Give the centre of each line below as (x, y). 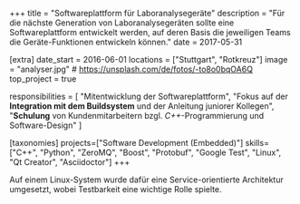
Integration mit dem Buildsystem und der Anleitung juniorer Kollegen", (142, 106)
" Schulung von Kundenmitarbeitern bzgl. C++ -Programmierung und (137, 116)
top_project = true (43, 79)
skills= (257, 143)
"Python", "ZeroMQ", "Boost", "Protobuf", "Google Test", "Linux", (160, 152)
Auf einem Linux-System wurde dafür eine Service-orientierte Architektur (146, 180)
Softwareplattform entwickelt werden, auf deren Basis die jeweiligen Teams (150, 32)
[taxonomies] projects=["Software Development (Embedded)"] (126, 143)
